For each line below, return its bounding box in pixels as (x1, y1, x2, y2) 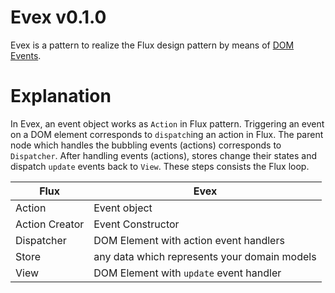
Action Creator (15, 217, 85, 231)
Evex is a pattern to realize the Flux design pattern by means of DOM (10, 39, 295, 51)
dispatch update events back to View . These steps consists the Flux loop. (10, 160, 310, 172)
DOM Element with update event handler (93, 266, 282, 280)
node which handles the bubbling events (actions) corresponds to (10, 139, 282, 151)
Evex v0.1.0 (10, 6, 107, 29)
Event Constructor (93, 217, 180, 231)
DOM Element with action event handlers (93, 233, 285, 247)
